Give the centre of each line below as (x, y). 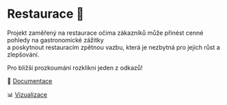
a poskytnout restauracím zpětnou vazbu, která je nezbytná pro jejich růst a (113, 47)
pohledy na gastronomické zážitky (55, 40)
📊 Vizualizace (27, 94)
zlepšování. (23, 55)
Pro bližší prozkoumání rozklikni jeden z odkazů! (75, 67)
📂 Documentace (30, 80)
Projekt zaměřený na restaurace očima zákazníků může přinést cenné (105, 33)
